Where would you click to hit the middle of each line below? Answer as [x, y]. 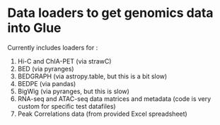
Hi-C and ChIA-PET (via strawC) [64, 61]
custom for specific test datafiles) [66, 106]
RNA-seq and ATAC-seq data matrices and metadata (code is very [114, 99]
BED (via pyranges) [46, 69]
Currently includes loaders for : [53, 47]
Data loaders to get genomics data [110, 13]
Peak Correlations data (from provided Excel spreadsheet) [102, 114]
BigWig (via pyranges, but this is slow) [73, 91]
